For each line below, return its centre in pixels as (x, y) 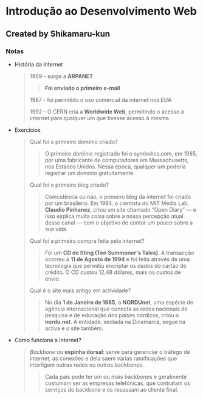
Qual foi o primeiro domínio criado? (74, 142)
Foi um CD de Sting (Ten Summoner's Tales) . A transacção (119, 253)
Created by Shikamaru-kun (58, 34)
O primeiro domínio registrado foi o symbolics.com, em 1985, (121, 153)
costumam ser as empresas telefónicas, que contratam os (118, 383)
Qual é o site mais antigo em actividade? (80, 290)
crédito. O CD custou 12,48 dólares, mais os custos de (113, 272)
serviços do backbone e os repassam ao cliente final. (112, 389)
